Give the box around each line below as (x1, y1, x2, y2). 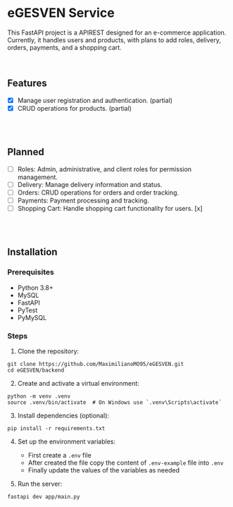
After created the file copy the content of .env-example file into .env (27, 458, 224, 467)
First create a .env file (27, 451, 92, 459)
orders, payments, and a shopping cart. (7, 43, 122, 51)
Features (7, 78, 47, 90)
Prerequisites (7, 267, 54, 277)
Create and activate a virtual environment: (17, 379, 139, 387)
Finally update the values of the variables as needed (27, 465, 180, 474)
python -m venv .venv (7, 393, 71, 400)
